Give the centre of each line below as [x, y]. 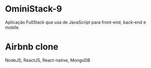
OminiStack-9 [34, 9]
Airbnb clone [32, 47]
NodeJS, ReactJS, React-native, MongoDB [48, 60]
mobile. [13, 27]
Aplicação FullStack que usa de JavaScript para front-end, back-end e [75, 22]
